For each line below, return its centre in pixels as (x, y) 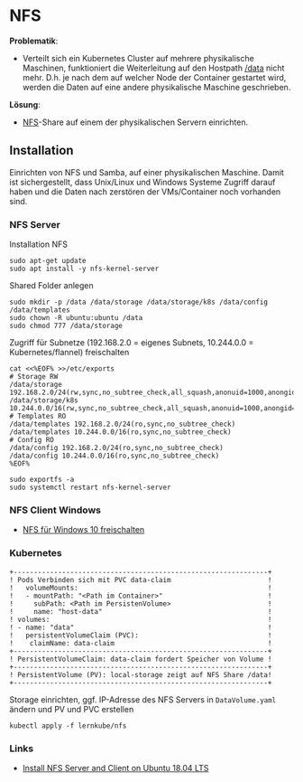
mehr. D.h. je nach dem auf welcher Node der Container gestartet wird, (154, 77)
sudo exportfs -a (42, 480)
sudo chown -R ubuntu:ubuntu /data (76, 318)
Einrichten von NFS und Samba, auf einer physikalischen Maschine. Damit (147, 172)
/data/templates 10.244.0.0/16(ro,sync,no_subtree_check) (120, 432)
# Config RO (32, 440)
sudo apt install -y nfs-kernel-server (84, 269)
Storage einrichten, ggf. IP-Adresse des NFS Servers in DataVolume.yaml (143, 699)
